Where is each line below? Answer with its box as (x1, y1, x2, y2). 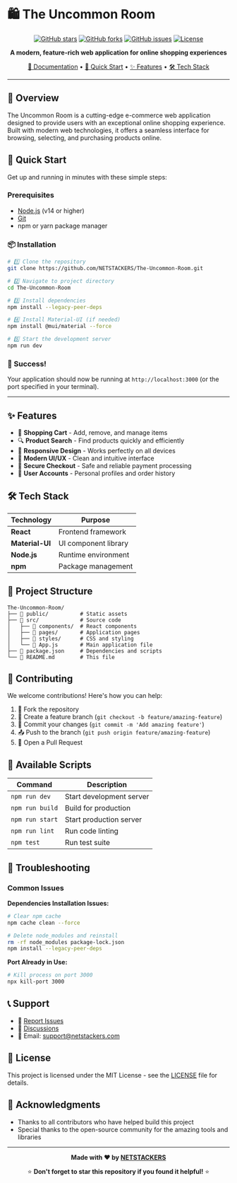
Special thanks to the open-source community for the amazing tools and (17, 1125, 229, 1134)
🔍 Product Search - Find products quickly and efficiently (17, 436, 185, 445)
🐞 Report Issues (17, 1016, 64, 1025)
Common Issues (7, 882, 65, 892)
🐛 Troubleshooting (7, 861, 90, 874)
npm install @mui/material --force (7, 323, 112, 330)
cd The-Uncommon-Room (7, 284, 71, 291)
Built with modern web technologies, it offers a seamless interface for (7, 126, 209, 134)
